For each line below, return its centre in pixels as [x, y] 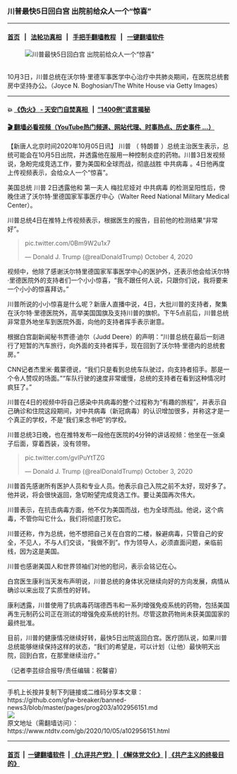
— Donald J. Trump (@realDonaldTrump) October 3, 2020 [109, 472]
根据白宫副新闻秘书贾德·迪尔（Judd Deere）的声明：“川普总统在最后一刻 [113, 337]
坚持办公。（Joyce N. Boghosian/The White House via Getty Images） [121, 85]
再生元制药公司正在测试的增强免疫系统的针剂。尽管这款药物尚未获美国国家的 [119, 614]
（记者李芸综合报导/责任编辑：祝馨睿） [64, 671]
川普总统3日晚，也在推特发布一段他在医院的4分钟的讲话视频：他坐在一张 [113, 435]
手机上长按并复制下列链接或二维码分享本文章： [75, 692]
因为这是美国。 [41, 552]
